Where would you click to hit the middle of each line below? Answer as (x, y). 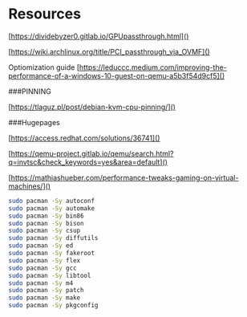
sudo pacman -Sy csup (45, 231)
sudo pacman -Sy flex (45, 260)
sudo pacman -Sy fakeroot (51, 254)
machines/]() (29, 186)
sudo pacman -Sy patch (46, 291)
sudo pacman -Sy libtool (50, 275)
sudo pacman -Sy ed (41, 246)
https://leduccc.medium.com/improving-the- (153, 67)
